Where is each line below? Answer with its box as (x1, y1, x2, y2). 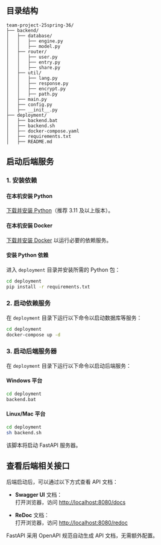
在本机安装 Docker (6, 221, 53, 229)
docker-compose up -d (6, 331, 61, 338)
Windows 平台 (6, 377, 43, 384)
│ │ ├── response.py (6, 80, 69, 86)
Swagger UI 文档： (14, 491, 63, 498)
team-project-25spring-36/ (6, 22, 74, 28)
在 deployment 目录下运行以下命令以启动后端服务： (6, 362, 131, 369)
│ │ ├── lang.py (6, 75, 58, 81)
